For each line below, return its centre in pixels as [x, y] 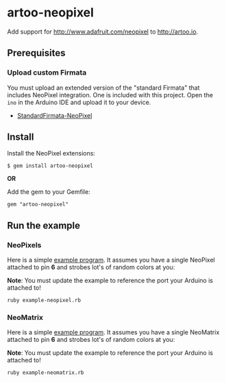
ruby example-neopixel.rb [44, 300]
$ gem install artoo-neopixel [50, 166]
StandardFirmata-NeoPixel [54, 115]
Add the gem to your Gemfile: [49, 192]
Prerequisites [36, 53]
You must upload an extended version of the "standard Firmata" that [103, 88]
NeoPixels [24, 245]
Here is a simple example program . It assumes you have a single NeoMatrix [113, 332]
